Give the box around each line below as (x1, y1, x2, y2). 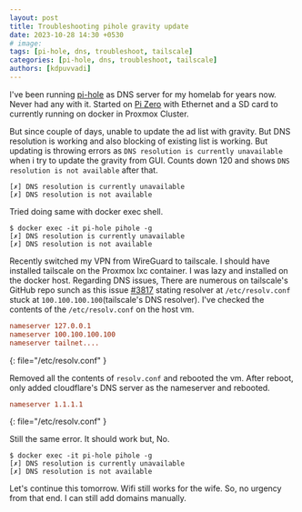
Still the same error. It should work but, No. (9, 434, 170, 445)
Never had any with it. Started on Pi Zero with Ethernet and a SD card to (9, 98, 279, 109)
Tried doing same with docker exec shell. (9, 206, 164, 216)
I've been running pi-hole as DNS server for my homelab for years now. (9, 88, 277, 100)
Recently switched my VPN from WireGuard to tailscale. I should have (9, 256, 270, 266)
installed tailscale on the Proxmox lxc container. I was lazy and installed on (9, 265, 288, 276)
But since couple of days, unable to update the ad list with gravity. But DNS (9, 125, 291, 136)
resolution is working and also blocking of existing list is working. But (9, 136, 268, 146)
